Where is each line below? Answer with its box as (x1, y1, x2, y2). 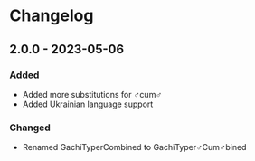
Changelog (9, 5, 94, 26)
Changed (9, 121, 52, 134)
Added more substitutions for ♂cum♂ (22, 89, 163, 99)
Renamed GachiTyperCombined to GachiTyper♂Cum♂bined (22, 142, 247, 153)
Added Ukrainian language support (22, 99, 154, 109)
